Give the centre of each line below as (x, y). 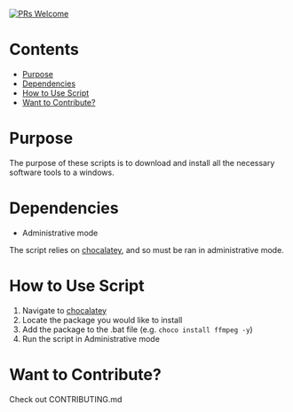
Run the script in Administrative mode (91, 338)
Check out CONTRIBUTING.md (66, 399)
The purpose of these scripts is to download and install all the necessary (142, 162)
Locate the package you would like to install (102, 320)
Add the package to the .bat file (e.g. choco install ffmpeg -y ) (137, 329)
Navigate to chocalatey (64, 310)
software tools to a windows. (62, 172)
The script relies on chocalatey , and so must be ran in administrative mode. (146, 250)
